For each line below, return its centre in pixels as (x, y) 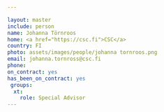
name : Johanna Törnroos (42, 33)
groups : (21, 85)
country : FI (24, 46)
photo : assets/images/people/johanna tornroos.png (82, 52)
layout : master (29, 20)
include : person (31, 26)
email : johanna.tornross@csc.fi (54, 59)
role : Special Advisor (53, 98)
